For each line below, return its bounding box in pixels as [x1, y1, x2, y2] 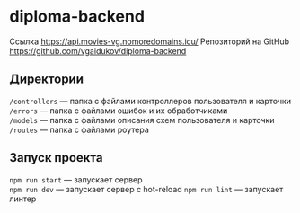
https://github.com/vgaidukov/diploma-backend [9, 45, 187, 56]
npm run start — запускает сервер [9, 173, 143, 185]
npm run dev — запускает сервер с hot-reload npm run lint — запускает [9, 183, 284, 194]
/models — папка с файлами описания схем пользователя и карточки [9, 114, 275, 125]
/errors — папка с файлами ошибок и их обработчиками [9, 105, 228, 116]
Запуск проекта [9, 150, 103, 165]
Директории [9, 72, 84, 87]
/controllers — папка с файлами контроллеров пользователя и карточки [9, 95, 292, 106]
